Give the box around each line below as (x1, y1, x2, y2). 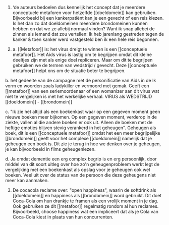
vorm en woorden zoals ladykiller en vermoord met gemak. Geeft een (5, 83, 149, 89)
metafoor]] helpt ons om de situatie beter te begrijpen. (12, 68, 126, 74)
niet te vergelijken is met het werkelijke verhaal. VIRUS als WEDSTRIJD (5, 93, 152, 99)
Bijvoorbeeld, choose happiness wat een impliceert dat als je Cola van (12, 209, 159, 214)
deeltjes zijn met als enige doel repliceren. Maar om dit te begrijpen (12, 57, 153, 63)
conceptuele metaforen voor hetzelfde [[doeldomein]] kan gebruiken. (12, 10, 157, 16)
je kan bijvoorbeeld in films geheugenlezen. (5, 146, 96, 152)
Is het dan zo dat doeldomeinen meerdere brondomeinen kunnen (12, 20, 148, 26)
